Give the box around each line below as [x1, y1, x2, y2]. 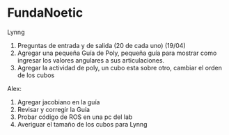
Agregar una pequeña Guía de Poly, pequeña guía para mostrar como [17, 49, 217, 57]
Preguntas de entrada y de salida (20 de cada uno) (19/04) [17, 41, 186, 49]
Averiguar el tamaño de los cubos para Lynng [17, 120, 148, 128]
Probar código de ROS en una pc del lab [17, 113, 133, 121]
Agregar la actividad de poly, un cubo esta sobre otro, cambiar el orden [17, 63, 223, 72]
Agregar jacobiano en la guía [17, 97, 100, 106]
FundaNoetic [7, 5, 84, 21]
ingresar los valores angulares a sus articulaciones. [17, 56, 165, 64]
